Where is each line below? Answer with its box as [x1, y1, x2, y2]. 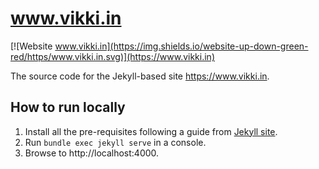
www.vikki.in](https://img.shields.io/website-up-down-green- [54, 40, 309, 52]
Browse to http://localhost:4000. [24, 147, 160, 159]
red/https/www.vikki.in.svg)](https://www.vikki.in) [10, 50, 215, 62]
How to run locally [10, 99, 126, 116]
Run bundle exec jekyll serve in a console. [24, 136, 207, 148]
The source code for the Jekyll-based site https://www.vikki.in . [10, 70, 270, 82]
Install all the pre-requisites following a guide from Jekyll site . [24, 125, 278, 137]
